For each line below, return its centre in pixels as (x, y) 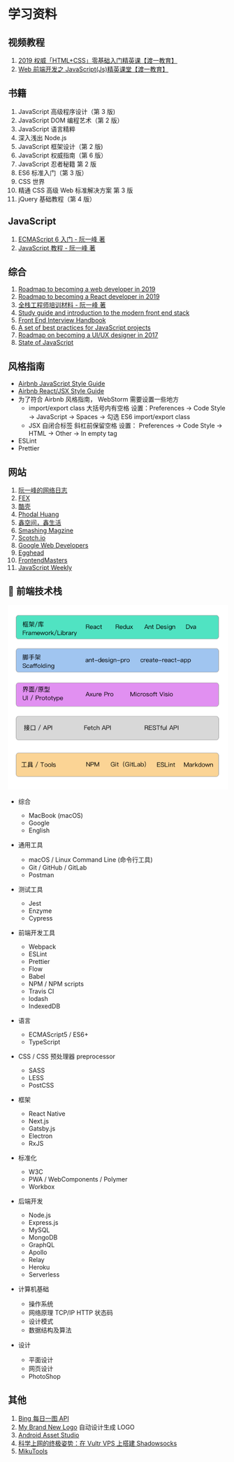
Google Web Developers (53, 546)
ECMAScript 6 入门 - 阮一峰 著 (61, 239)
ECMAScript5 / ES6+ (59, 1034)
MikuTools (33, 1451)
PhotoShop (45, 1376)
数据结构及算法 (50, 1330)
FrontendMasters (43, 560)
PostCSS (41, 1085)
